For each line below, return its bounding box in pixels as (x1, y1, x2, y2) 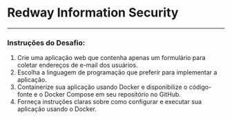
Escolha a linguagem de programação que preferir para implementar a (17, 68, 217, 77)
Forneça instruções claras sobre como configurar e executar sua (17, 98, 202, 106)
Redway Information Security (7, 5, 179, 21)
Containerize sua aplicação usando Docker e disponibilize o (17, 83, 188, 91)
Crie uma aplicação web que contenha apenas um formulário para (17, 54, 206, 62)
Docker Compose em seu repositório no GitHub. (44, 90, 182, 99)
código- (188, 83, 212, 91)
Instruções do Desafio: (7, 38, 86, 48)
